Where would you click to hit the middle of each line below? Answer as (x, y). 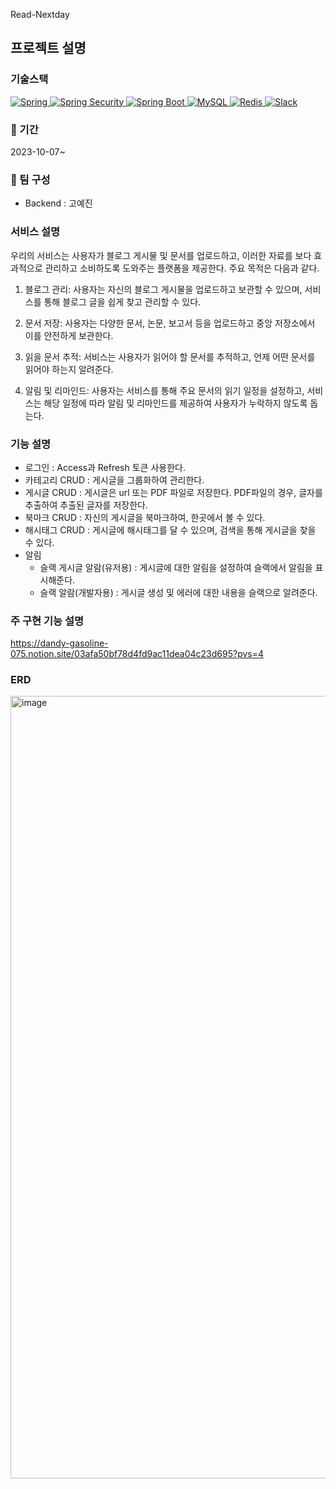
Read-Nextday (40, 14)
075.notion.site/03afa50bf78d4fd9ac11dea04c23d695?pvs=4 (137, 654)
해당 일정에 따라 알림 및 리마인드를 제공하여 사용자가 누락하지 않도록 (175, 403)
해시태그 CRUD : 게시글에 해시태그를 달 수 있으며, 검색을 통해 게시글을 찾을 (170, 530)
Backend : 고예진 (58, 203)
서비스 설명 (35, 232)
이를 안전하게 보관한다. (69, 335)
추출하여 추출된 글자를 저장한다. (86, 505)
